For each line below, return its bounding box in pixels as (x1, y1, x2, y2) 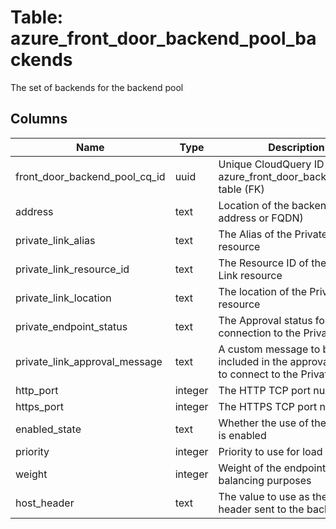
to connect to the (218, 367, 299, 381)
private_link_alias (15, 233, 96, 247)
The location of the (218, 284, 307, 298)
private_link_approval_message (15, 354, 163, 368)
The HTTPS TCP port (218, 399, 318, 413)
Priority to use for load (218, 444, 323, 458)
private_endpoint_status (15, 319, 128, 333)
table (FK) (218, 182, 265, 196)
